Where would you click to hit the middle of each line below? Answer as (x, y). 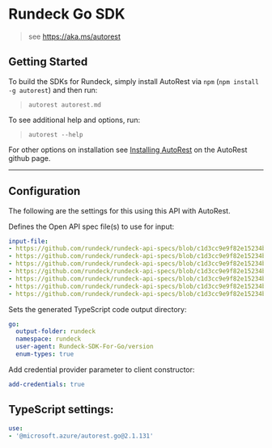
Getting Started (48, 62)
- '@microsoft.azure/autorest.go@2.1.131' (81, 436)
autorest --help (55, 134)
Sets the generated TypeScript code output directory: (98, 309)
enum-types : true (45, 354)
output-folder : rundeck (55, 332)
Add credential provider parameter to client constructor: (102, 370)
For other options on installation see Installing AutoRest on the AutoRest (128, 150)
